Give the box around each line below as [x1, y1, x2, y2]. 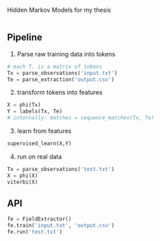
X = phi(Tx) [7, 102, 41, 108]
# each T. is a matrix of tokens [7, 63, 103, 70]
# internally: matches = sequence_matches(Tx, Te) [7, 115, 155, 122]
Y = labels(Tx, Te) [7, 108, 63, 115]
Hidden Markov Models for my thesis [7, 6, 111, 14]
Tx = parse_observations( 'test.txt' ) [7, 165, 115, 172]
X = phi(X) [7, 172, 38, 179]
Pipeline [7, 32, 43, 43]
